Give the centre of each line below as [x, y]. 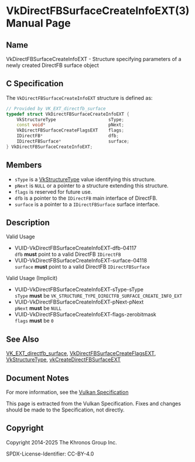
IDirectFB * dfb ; [68, 136]
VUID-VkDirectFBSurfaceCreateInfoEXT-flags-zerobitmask [85, 315]
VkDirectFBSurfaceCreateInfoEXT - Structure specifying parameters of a [94, 59]
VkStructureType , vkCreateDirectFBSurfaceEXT [64, 360]
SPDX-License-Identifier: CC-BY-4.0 [50, 454]
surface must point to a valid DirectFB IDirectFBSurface [82, 267]
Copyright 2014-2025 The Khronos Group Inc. [61, 442]
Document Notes [37, 378]
